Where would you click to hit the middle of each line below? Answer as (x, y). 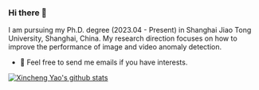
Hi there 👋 (28, 13)
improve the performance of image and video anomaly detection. (115, 47)
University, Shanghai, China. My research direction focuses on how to (123, 38)
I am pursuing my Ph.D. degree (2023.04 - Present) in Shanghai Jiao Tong (130, 30)
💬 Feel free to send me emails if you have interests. (104, 62)
